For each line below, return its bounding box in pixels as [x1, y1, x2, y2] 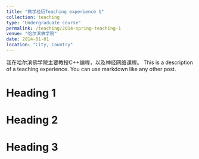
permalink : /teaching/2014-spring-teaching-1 [6, 25, 121, 31]
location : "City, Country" [6, 42, 73, 48]
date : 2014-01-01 [6, 36, 49, 42]
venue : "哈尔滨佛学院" [6, 31, 57, 37]
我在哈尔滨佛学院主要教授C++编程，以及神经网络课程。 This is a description [6, 59, 194, 66]
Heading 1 [6, 87, 57, 100]
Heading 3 [6, 141, 58, 154]
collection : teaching [6, 14, 60, 20]
